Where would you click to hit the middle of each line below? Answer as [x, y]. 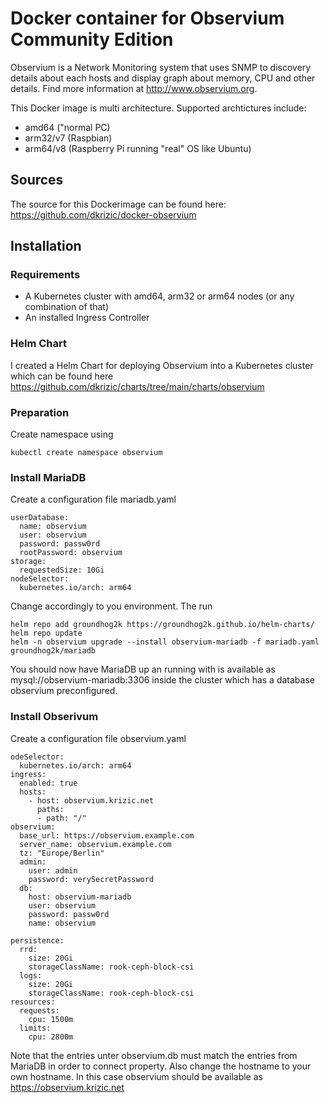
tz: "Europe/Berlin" [62, 853]
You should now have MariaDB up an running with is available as [143, 669]
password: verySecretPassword [91, 879]
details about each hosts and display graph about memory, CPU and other [163, 78]
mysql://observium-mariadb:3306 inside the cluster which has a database [162, 680]
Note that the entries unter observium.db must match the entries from [154, 1055]
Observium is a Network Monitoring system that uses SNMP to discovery [161, 67]
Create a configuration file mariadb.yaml [93, 499]
